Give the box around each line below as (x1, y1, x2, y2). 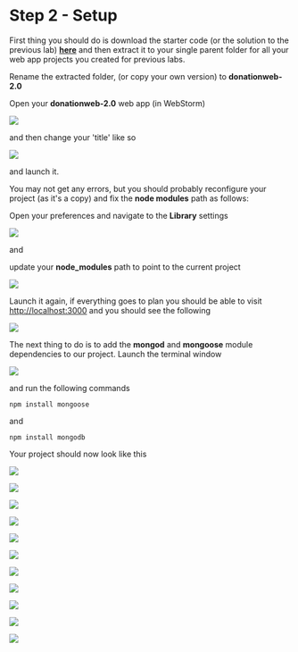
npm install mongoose (9, 399, 90, 409)
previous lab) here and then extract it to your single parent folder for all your (9, 44, 289, 54)
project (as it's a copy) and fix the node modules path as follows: (9, 193, 250, 204)
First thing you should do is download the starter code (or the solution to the (9, 35, 290, 46)
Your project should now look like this (9, 448, 147, 459)
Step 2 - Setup (9, 5, 118, 26)
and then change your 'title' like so (9, 131, 137, 143)
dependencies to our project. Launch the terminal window (9, 348, 222, 359)
